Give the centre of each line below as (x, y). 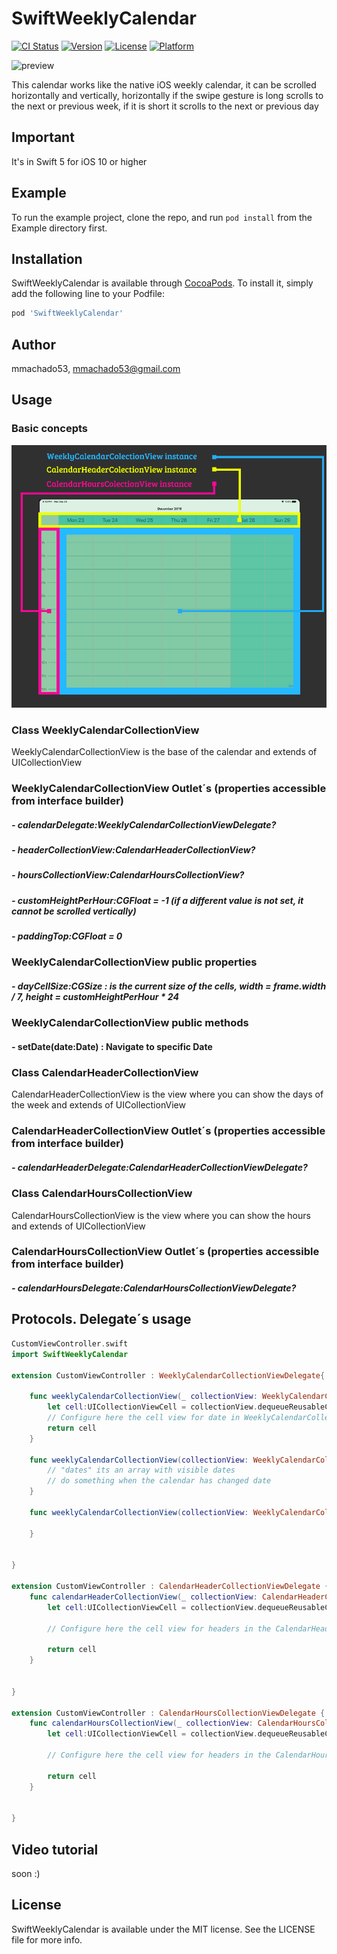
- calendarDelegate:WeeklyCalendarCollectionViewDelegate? (144, 824)
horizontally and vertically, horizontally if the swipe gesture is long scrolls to (167, 95)
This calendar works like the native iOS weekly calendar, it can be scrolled (164, 84)
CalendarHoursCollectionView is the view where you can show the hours (161, 1215)
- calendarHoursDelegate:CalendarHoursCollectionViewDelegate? (154, 1288)
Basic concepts (49, 429)
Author (33, 344)
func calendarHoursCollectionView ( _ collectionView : (141, 1723)
